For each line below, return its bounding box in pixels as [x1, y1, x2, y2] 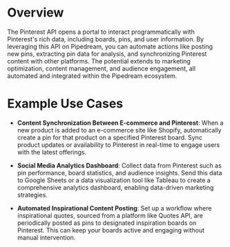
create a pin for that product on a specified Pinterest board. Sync [17, 133, 202, 141]
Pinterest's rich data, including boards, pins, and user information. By [7, 34, 204, 43]
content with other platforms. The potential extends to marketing [7, 57, 191, 65]
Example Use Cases [7, 96, 124, 112]
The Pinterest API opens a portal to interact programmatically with [7, 28, 195, 36]
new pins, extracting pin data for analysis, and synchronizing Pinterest [7, 50, 207, 58]
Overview [7, 5, 64, 21]
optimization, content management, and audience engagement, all [7, 64, 195, 72]
